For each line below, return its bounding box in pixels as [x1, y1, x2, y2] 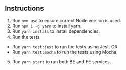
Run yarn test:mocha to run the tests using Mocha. [12, 49, 118, 55]
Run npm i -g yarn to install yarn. [12, 23, 82, 29]
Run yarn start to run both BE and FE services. [12, 58, 111, 65]
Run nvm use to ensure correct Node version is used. [12, 17, 122, 23]
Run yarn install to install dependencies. [12, 28, 100, 34]
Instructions [5, 4, 44, 13]
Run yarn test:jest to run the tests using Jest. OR [12, 43, 118, 50]
